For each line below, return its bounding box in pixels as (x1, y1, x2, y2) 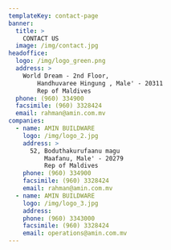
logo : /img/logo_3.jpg (22, 199, 99, 207)
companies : (8, 117, 45, 125)
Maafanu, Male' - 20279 (43, 154, 124, 162)
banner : (8, 19, 35, 27)
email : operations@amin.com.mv (22, 229, 128, 238)
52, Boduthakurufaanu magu (29, 147, 120, 155)
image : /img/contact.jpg (15, 42, 99, 50)
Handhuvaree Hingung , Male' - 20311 (37, 79, 163, 87)
